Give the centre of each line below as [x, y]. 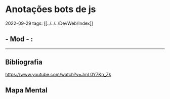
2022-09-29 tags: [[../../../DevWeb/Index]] [49, 23]
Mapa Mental [27, 90]
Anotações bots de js [51, 9]
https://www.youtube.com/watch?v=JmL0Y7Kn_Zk [58, 74]
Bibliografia [24, 62]
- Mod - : [19, 39]
